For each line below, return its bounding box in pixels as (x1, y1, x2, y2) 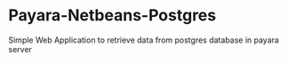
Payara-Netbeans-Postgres (8, 5, 217, 26)
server (8, 43, 33, 54)
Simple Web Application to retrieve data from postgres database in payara (8, 35, 279, 45)
